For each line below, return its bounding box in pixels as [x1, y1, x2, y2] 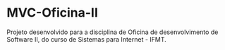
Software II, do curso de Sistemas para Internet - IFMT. [6, 35, 166, 43]
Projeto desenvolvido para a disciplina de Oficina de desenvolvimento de [6, 28, 219, 36]
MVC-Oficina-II [6, 5, 98, 21]
